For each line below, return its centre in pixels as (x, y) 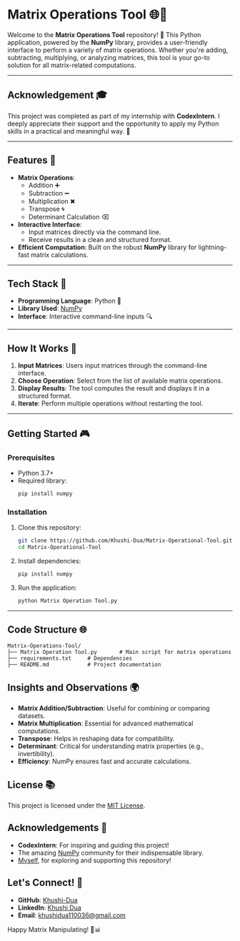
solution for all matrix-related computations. (72, 65)
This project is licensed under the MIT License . (76, 805)
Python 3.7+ (36, 473)
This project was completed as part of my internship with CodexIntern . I (114, 116)
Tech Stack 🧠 (37, 284)
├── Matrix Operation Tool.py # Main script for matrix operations (120, 653)
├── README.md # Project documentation (84, 665)
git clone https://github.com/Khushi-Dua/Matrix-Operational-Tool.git (125, 541)
